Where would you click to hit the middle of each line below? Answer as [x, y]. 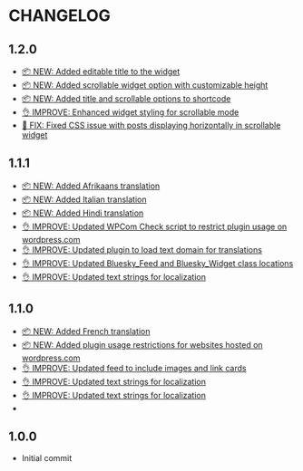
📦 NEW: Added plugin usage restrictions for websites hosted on [142, 344]
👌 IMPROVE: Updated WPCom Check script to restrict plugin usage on [154, 226]
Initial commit [47, 458]
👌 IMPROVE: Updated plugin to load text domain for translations [142, 249]
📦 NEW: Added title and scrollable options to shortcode [126, 99]
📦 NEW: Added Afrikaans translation [91, 186]
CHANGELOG [59, 16]
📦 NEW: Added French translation [86, 331]
